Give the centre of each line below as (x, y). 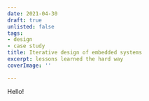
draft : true (24, 20)
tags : (15, 33)
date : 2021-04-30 (33, 14)
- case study (26, 46)
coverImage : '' (29, 65)
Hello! (16, 91)
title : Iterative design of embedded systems (74, 53)
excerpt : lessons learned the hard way (65, 59)
